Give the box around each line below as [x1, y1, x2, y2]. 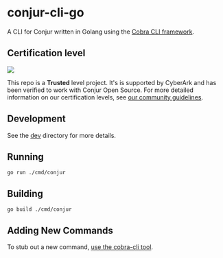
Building [7, 187, 43, 200]
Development [7, 113, 67, 125]
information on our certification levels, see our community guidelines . [7, 93, 204, 101]
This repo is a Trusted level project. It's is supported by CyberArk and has [7, 78, 217, 86]
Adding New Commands [7, 224, 113, 236]
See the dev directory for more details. [7, 131, 117, 139]
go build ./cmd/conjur [7, 206, 72, 213]
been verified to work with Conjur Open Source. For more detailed [7, 86, 194, 94]
